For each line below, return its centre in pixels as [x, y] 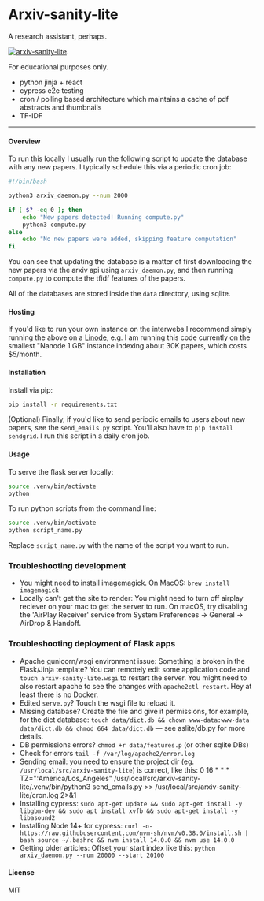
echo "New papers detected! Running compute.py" [103, 217]
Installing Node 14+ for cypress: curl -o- [86, 825]
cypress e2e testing [51, 90]
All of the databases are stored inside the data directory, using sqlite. [119, 294]
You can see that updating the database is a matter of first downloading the [130, 262]
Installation [27, 372]
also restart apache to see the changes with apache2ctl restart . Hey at [136, 686]
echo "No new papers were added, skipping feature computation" [130, 239]
